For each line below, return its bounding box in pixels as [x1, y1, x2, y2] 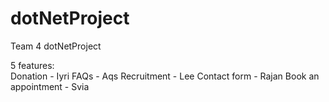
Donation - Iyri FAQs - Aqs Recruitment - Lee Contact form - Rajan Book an [10, 70, 320, 82]
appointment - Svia [10, 80, 90, 92]
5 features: [10, 59, 55, 71]
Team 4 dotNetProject [10, 40, 102, 52]
